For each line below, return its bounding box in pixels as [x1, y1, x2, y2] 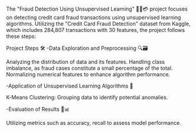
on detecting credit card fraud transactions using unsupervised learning [6, 14, 181, 21]
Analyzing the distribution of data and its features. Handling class [6, 59, 165, 65]
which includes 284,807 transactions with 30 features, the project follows [6, 27, 185, 33]
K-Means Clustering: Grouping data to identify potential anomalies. [6, 94, 168, 101]
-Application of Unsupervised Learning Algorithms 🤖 [6, 82, 134, 89]
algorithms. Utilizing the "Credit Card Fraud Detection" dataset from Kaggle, [6, 20, 191, 27]
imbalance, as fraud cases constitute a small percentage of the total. [6, 65, 173, 72]
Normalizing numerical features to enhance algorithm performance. [6, 71, 170, 78]
